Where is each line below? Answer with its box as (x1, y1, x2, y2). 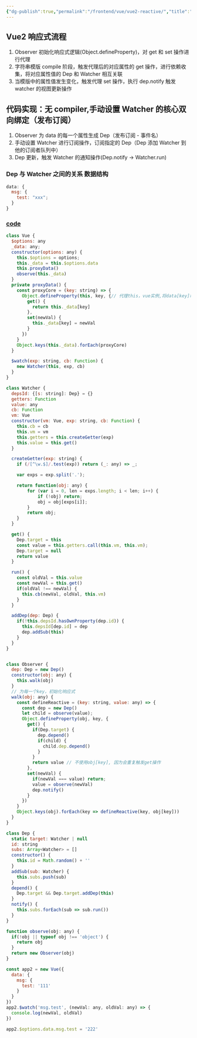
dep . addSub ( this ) (21, 630, 64, 635)
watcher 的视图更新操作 (14, 85, 72, 92)
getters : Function (11, 396, 57, 402)
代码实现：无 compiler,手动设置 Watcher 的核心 (6, 104, 179, 114)
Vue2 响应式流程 (6, 32, 67, 42)
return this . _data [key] (32, 304, 91, 310)
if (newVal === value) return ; (32, 776, 107, 782)
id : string (11, 841, 38, 847)
